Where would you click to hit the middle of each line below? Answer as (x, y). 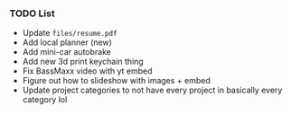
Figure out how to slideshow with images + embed (116, 81)
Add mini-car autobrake (66, 52)
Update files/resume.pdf (70, 33)
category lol (45, 100)
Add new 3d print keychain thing (83, 62)
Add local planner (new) (67, 42)
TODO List (33, 13)
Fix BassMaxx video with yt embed (87, 71)
